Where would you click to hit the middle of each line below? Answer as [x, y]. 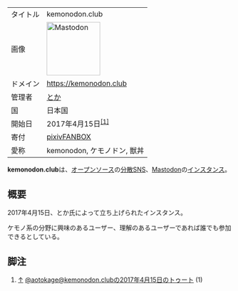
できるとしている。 [36, 237]
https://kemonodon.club [87, 83]
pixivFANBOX [69, 137]
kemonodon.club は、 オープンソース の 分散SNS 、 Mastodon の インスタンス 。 [119, 169]
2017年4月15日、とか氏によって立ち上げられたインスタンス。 [97, 213]
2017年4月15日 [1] [78, 123]
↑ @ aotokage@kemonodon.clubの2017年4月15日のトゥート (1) [110, 280]
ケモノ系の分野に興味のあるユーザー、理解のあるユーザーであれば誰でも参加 [119, 228]
